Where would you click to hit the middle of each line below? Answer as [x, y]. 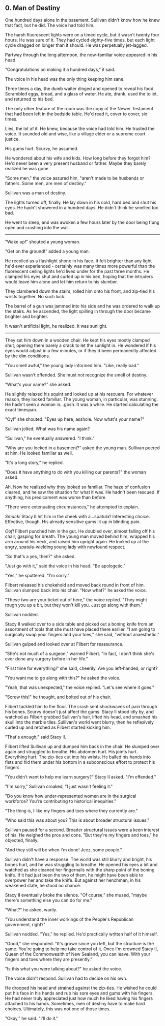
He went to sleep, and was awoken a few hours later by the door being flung [82, 222]
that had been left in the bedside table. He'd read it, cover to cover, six [76, 114]
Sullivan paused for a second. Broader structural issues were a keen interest [82, 830]
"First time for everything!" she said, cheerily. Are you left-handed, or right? [82, 668]
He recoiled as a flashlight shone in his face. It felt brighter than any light [79, 261]
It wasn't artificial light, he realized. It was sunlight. [56, 326]
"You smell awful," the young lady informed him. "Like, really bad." [72, 365]
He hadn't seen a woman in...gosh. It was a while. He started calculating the [82, 404]
